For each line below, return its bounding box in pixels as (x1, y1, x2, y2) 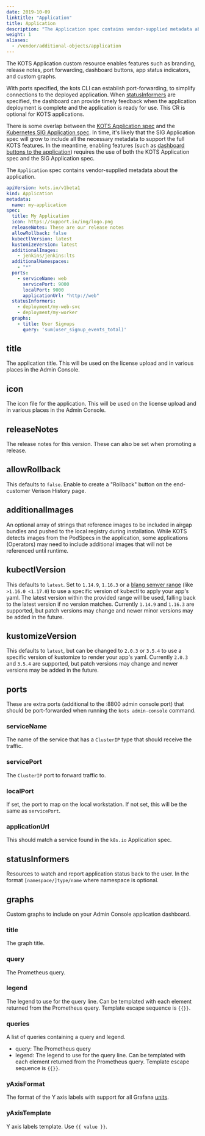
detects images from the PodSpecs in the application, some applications (6, 534, 189, 541)
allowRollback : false (12, 230, 67, 236)
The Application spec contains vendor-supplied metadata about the (6, 166, 178, 174)
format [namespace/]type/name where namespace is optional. (6, 877, 159, 884)
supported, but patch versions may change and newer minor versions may (6, 606, 193, 614)
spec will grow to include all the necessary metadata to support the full (6, 135, 185, 142)
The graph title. (6, 940, 45, 947)
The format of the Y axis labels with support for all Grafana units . (6, 1093, 169, 1101)
